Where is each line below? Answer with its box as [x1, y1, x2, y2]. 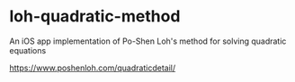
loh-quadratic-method [9, 6, 181, 27]
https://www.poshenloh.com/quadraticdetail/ [9, 62, 176, 73]
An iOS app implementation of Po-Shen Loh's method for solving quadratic [9, 36, 287, 46]
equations [9, 45, 47, 55]
